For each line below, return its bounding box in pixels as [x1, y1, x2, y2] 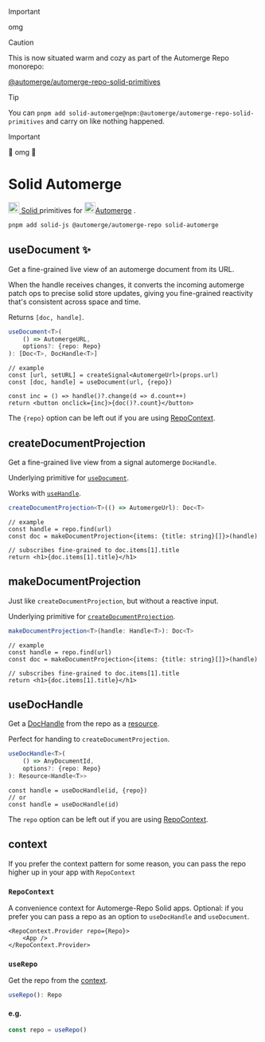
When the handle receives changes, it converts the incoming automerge [8, 279, 245, 290]
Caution [8, 37, 34, 47]
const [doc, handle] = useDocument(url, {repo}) [8, 378, 173, 386]
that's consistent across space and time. [8, 297, 142, 306]
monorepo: [8, 61, 45, 71]
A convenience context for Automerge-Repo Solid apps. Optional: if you [8, 903, 244, 913]
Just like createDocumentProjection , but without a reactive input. [8, 596, 219, 606]
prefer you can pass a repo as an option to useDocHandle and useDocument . [8, 911, 250, 921]
